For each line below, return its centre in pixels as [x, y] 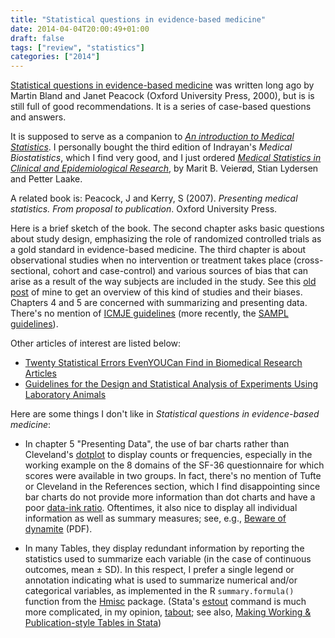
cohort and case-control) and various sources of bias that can [180, 271]
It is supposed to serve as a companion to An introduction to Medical [152, 137]
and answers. [38, 117]
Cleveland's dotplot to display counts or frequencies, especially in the [168, 455]
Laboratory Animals [65, 395]
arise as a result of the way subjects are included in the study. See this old [163, 282]
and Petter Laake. [46, 179]
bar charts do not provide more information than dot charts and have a [170, 497]
